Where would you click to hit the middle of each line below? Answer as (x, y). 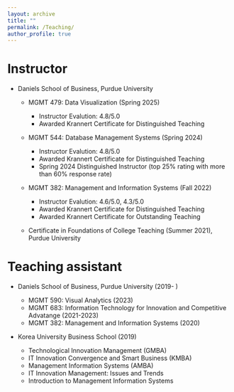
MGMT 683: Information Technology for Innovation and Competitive (127, 308)
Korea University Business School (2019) (77, 337)
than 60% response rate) (75, 174)
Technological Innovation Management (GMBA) (97, 351)
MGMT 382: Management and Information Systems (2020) (114, 323)
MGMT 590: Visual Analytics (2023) (80, 300)
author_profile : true (39, 34)
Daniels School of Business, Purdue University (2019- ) (98, 287)
